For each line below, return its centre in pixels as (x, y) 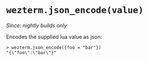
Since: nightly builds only (37, 25)
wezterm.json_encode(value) (75, 10)
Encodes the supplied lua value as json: (54, 36)
